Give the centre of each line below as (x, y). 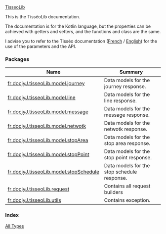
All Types (15, 226)
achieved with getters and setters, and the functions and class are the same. (83, 31)
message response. (127, 115)
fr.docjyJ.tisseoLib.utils (34, 200)
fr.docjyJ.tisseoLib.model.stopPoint (49, 154)
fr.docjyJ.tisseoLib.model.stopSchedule (54, 172)
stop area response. (127, 143)
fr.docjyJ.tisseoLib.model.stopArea (48, 140)
